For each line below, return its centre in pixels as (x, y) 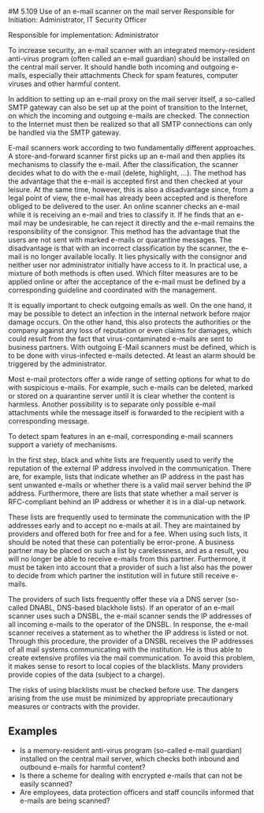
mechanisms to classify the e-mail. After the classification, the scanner (123, 164)
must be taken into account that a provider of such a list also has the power (130, 567)
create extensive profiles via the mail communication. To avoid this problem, (132, 658)
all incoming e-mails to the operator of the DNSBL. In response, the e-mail (128, 624)
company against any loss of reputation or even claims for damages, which (130, 330)
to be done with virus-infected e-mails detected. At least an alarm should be (132, 355)
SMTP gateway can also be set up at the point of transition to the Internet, (128, 107)
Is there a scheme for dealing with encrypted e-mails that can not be (131, 775)
